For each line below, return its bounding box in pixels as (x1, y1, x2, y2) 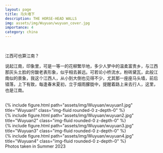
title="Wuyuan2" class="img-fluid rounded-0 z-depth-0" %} (5, 118, 126, 123)
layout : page (5, 7, 32, 12)
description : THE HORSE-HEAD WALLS (5, 16, 77, 21)
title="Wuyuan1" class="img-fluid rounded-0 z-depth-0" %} (5, 107, 125, 113)
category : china (5, 30, 38, 34)
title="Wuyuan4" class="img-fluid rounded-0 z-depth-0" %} (5, 138, 127, 144)
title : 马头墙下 (5, 12, 35, 16)
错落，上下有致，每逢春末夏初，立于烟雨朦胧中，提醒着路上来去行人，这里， (5, 81, 158, 87)
